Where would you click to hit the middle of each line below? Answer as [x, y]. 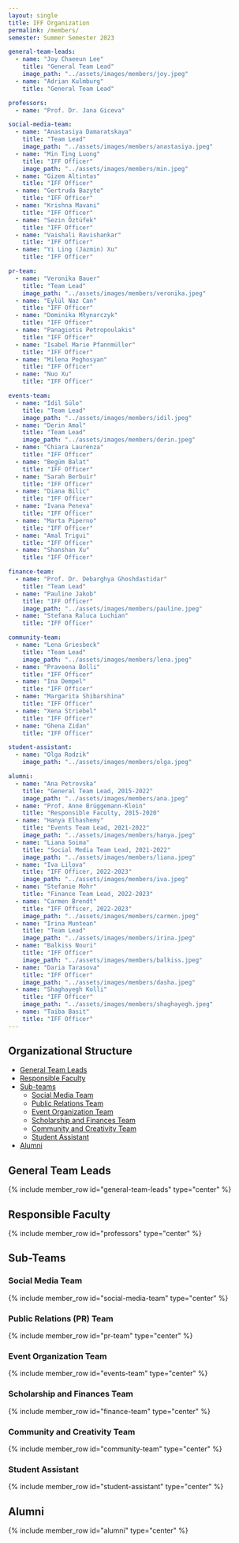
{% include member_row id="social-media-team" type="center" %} [118, 1298]
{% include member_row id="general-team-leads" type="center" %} [120, 1189]
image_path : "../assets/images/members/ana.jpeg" [106, 798]
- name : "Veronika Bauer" [58, 278]
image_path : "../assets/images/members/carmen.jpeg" [111, 916]
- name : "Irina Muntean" [56, 923]
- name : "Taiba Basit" [52, 1012]
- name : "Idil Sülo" [49, 403]
